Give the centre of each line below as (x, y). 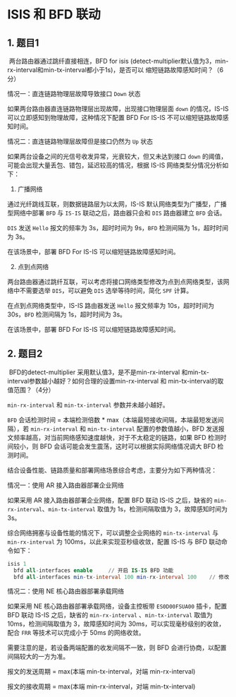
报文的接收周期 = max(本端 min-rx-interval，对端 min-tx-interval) (101, 686)
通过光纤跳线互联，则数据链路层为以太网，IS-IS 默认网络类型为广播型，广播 (117, 204)
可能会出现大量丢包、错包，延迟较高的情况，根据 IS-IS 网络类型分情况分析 (115, 165)
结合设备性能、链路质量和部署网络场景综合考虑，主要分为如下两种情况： (112, 470)
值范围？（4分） (31, 390)
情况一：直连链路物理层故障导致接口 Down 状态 (74, 94)
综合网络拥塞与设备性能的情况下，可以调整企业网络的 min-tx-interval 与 (113, 532)
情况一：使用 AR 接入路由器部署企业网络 (66, 485)
